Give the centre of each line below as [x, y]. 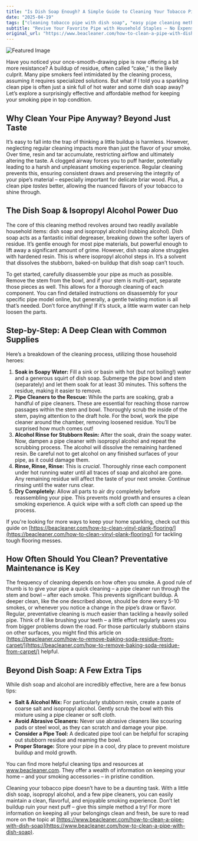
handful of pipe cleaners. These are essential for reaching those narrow [102, 403]
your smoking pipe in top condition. [49, 100]
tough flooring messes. [34, 540]
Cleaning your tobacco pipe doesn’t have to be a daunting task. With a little [97, 788]
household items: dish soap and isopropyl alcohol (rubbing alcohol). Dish [95, 231]
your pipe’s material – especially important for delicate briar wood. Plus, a [95, 179]
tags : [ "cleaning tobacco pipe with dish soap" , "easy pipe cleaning [93, 22]
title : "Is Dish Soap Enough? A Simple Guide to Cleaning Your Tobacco [96, 12]
